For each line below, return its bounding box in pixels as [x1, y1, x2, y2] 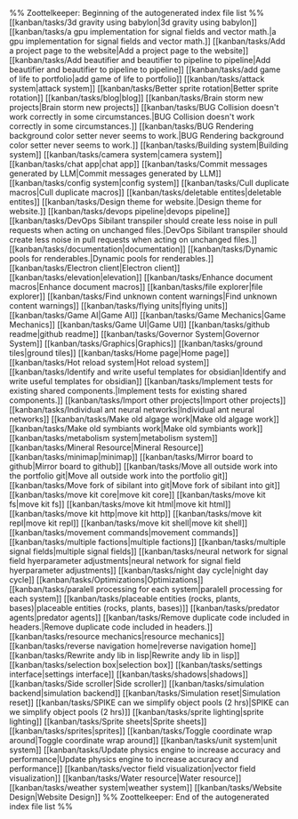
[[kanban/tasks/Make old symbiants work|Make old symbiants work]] [9, 423, 263, 434]
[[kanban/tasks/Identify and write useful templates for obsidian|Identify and [9, 366, 286, 377]
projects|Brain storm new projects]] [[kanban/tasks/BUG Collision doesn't [9, 102, 279, 112]
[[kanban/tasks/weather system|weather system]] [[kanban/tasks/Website [9, 783, 283, 792]
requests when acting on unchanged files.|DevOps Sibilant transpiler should [9, 225, 288, 235]
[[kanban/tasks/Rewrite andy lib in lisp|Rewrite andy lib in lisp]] [9, 650, 240, 661]
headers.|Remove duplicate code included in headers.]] [9, 622, 213, 632]
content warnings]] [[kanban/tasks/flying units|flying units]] [9, 301, 229, 310]
